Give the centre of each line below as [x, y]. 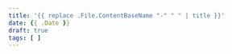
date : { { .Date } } [39, 23]
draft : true [28, 30]
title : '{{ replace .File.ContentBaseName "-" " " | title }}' [117, 15]
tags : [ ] [25, 38]
